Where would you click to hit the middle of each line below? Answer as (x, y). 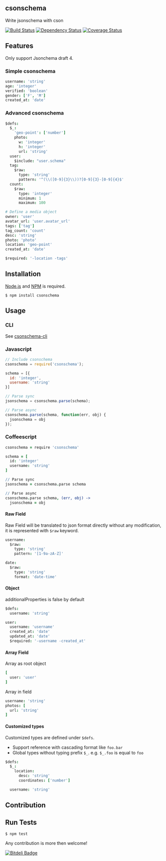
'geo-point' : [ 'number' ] (40, 133)
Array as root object (26, 663)
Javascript (18, 349)
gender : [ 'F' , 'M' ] (25, 95)
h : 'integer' (32, 147)
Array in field (18, 692)
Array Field (17, 652)
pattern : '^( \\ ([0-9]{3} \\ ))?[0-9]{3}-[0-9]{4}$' (71, 180)
